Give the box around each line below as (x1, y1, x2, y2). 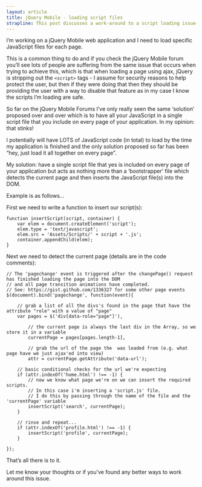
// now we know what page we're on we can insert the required (28, 377, 191, 383)
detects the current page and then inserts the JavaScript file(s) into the (6, 174, 183, 181)
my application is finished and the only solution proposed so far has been (6, 143, 189, 150)
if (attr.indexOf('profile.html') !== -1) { (17, 425, 131, 431)
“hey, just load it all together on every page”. (6, 149, 117, 156)
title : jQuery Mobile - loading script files (6, 15, 123, 21)
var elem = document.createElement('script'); (17, 221, 137, 227)
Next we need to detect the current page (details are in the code (6, 253, 166, 260)
